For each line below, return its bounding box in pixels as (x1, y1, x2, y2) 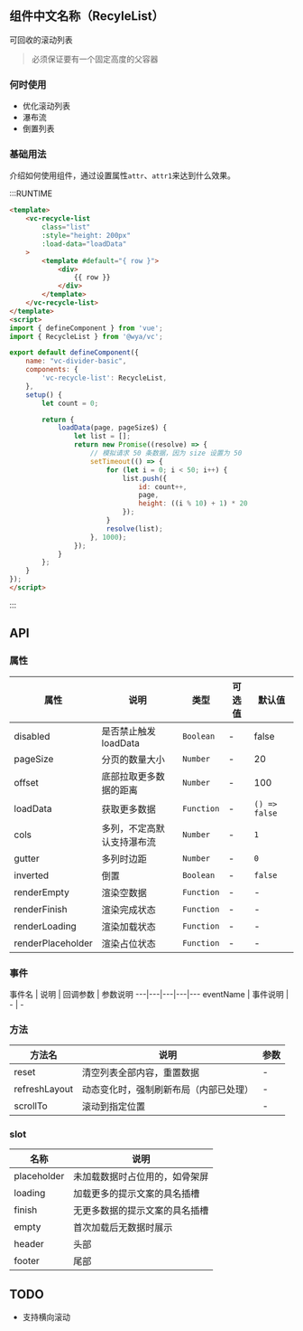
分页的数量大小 (101, 753, 165, 766)
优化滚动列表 (22, 100, 70, 111)
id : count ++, (138, 482, 188, 491)
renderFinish (14, 902, 68, 915)
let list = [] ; (73, 432, 131, 441)
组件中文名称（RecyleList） (9, 8, 164, 24)
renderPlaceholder (14, 937, 93, 949)
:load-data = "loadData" (41, 239, 127, 249)
